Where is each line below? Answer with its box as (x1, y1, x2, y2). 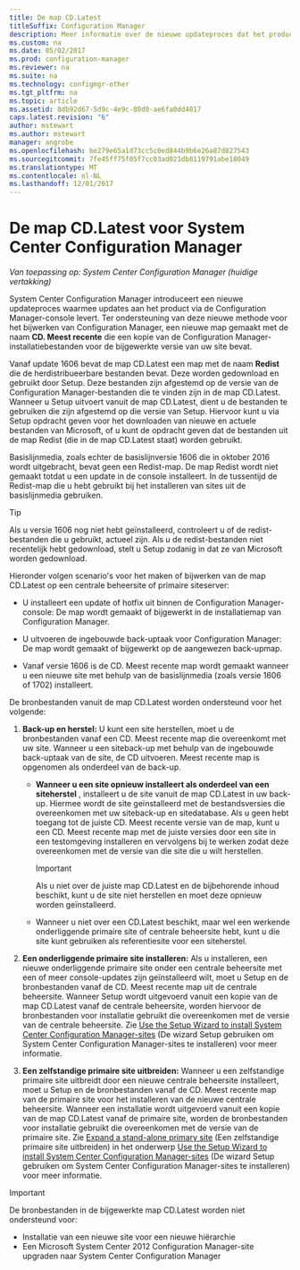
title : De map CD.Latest (9, 13, 102, 22)
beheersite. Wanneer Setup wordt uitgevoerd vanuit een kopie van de (21, 991, 279, 1002)
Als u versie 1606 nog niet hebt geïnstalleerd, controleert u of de (9, 524, 246, 535)
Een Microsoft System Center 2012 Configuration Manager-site (21, 1241, 254, 1252)
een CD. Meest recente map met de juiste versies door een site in (35, 827, 277, 838)
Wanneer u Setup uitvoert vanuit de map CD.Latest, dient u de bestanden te (9, 396, 288, 407)
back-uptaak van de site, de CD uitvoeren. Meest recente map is (21, 753, 261, 763)
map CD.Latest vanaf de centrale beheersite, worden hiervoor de (21, 1001, 262, 1011)
